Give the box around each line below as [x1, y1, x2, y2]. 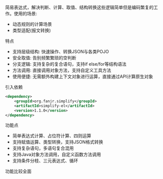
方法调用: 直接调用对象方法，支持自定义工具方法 [12, 67, 111, 73]
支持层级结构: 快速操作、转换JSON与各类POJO [12, 49, 109, 54]
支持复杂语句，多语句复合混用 [12, 145, 74, 151]
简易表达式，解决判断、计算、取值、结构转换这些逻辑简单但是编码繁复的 [5, 4, 154, 10]
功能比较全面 [5, 169, 31, 175]
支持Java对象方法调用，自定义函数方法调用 [12, 152, 101, 158]
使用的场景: [13, 10, 37, 16]
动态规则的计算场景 [12, 21, 52, 27]
